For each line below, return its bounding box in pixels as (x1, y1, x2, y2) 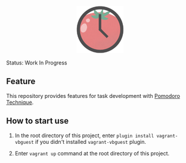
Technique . (6, 99, 34, 106)
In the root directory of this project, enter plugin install (14, 131, 154, 139)
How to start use (6, 116, 69, 126)
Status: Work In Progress (6, 59, 67, 66)
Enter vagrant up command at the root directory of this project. (14, 149, 170, 157)
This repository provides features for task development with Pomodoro (6, 92, 181, 99)
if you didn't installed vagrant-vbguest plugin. (35, 138, 146, 145)
